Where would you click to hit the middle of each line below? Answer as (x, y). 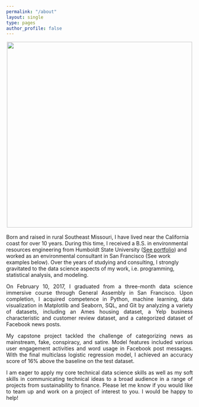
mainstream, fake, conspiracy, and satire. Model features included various (99, 342)
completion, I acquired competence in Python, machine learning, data (99, 299)
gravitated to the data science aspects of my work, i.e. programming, (90, 269)
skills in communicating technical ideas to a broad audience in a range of (99, 379)
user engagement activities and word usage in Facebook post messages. (99, 349)
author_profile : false (34, 28)
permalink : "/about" (32, 12)
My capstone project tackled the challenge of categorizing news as (99, 336)
